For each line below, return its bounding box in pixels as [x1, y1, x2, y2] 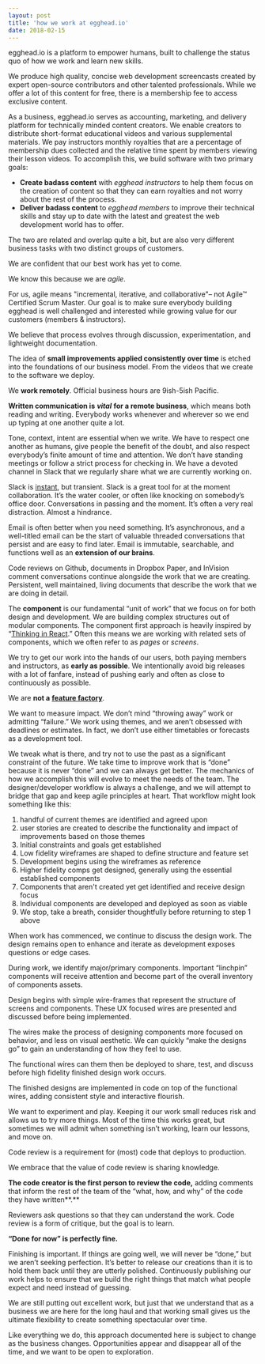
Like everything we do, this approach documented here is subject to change [8, 1330, 257, 1340]
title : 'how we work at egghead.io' [8, 19, 129, 27]
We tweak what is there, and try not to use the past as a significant [8, 749, 226, 759]
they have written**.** [8, 1195, 81, 1204]
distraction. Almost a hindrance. [8, 508, 112, 517]
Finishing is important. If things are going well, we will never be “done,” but [8, 1249, 252, 1259]
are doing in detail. [8, 588, 69, 598]
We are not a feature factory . [8, 693, 105, 703]
